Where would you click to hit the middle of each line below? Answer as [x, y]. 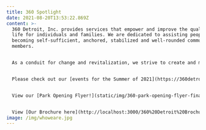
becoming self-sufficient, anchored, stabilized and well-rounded [98, 40]
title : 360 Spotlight [34, 12]
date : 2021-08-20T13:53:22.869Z [48, 18]
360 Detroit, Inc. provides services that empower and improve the [100, 29]
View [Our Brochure [37, 112]
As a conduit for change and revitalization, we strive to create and [104, 63]
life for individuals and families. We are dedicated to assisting [100, 35]
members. [23, 47]
